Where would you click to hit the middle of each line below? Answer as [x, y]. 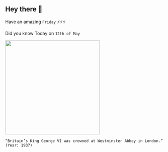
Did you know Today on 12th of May [43, 33]
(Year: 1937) [19, 145]
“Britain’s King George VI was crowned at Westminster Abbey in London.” [84, 141]
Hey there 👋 [24, 9]
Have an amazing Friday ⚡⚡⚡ [35, 22]
